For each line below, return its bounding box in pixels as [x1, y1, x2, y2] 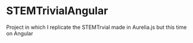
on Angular [6, 29, 33, 37]
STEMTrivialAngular [6, 4, 108, 18]
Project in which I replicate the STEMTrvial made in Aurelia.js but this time [6, 24, 187, 31]
